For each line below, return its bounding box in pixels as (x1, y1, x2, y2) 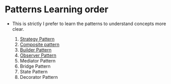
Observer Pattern (19, 52, 57, 58)
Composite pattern (19, 41, 60, 47)
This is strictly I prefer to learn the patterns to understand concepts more (12, 20, 166, 27)
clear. (12, 26, 24, 32)
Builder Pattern (19, 47, 52, 53)
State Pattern (19, 68, 48, 75)
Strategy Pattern (19, 36, 55, 42)
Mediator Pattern (19, 57, 56, 64)
